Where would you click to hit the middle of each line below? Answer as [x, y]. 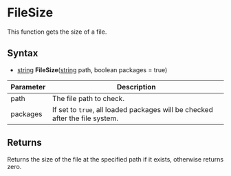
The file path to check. [88, 98]
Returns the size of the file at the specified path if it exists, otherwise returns [115, 159]
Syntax [23, 53]
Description [136, 87]
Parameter [28, 87]
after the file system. [85, 118]
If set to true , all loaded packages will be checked [132, 109]
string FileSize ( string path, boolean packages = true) [92, 69]
